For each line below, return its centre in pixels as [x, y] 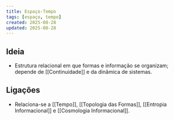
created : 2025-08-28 [31, 22]
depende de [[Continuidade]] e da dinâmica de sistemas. [83, 72]
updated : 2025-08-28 [31, 28]
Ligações [23, 90]
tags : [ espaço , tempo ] [34, 17]
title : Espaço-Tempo [31, 11]
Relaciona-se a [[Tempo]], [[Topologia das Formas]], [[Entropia [91, 104]
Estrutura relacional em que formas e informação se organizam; [91, 66]
